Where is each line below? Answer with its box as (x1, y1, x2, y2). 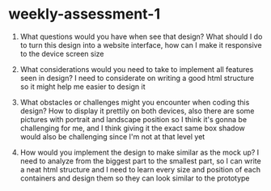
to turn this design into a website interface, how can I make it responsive (19, 40, 262, 49)
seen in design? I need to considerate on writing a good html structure (19, 73, 255, 83)
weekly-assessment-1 (8, 5, 161, 23)
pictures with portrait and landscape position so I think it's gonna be (19, 114, 248, 124)
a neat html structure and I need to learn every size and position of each (19, 164, 261, 174)
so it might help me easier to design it (19, 82, 146, 91)
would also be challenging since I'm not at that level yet (19, 131, 205, 142)
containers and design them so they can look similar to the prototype (19, 173, 250, 183)
